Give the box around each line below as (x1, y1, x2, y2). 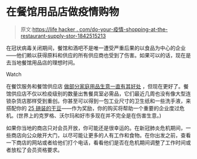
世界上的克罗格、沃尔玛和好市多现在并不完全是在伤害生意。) (18, 112, 162, 119)
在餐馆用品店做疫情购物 (6, 5, 120, 19)
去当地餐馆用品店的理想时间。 (6, 59, 78, 66)
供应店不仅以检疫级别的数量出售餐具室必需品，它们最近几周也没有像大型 (11, 90, 186, 97)
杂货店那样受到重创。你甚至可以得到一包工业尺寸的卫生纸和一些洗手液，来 (11, 97, 191, 104)
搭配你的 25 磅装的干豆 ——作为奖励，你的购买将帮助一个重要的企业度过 (6, 105, 180, 112)
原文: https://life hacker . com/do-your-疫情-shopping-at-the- (20, 26, 168, 33)
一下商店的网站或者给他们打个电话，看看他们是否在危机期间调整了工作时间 (6, 139, 186, 146)
